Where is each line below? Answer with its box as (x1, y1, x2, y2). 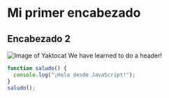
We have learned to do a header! (68, 51, 163, 59)
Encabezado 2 (7, 33, 71, 45)
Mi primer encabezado (7, 5, 141, 21)
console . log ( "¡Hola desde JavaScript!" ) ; (13, 71, 136, 78)
